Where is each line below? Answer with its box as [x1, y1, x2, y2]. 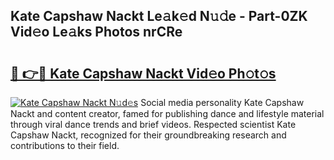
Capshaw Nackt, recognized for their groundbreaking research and [10, 129, 287, 141]
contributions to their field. [10, 140, 120, 151]
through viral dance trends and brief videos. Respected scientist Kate [10, 119, 297, 130]
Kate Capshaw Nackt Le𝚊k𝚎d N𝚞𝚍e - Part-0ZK [10, 8, 308, 25]
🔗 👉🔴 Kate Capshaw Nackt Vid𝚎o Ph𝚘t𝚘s [10, 65, 277, 82]
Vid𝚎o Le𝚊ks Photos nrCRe [10, 24, 183, 41]
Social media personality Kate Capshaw [140, 97, 305, 108]
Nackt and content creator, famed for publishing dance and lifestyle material [10, 108, 325, 119]
